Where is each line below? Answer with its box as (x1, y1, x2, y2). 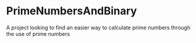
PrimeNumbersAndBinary (6, 4, 137, 18)
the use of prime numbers (6, 30, 71, 37)
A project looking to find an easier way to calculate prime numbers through (6, 24, 191, 31)
